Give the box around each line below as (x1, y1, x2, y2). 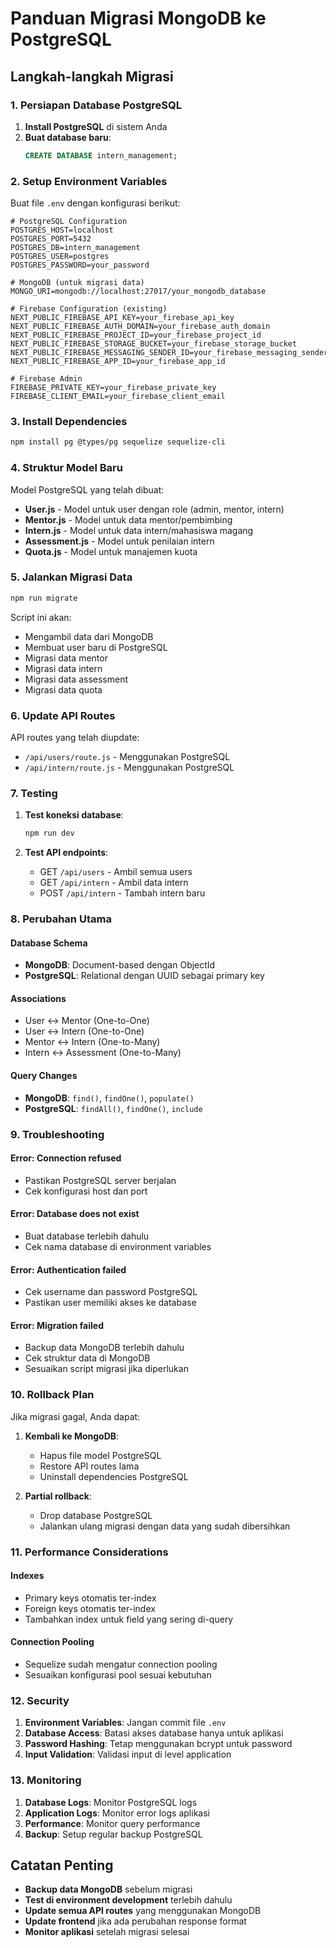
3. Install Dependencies (10, 414, 128, 428)
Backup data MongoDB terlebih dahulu (24, 1342, 185, 1354)
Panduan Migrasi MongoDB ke (10, 7, 267, 30)
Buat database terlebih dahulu (24, 1230, 150, 1242)
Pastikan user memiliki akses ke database (24, 1297, 197, 1309)
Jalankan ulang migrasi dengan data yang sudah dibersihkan (39, 1520, 291, 1532)
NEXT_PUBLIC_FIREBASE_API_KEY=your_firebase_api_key (10, 313, 235, 323)
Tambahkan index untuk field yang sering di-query (24, 1613, 234, 1625)
